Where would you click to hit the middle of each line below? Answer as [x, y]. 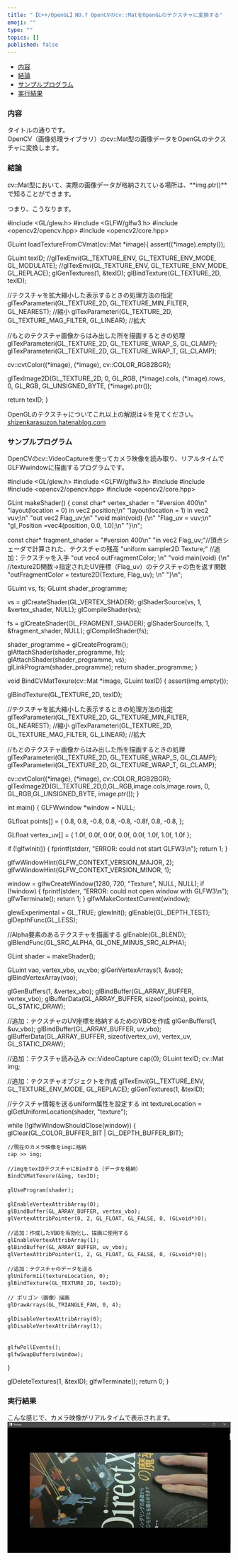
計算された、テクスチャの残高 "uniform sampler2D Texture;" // [123, 549]
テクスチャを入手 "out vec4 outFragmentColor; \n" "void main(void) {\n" [125, 558]
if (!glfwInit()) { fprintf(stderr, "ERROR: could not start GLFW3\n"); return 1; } [118, 849]
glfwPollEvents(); [34, 1347]
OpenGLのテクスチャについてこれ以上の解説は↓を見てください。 [102, 414]
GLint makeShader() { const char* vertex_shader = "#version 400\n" [107, 503]
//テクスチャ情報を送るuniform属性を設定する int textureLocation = [104, 1104]
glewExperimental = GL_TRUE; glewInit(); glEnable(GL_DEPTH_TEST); [109, 912]
